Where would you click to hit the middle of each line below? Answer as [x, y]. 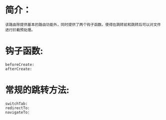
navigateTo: [17, 112]
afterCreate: [19, 69]
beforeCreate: [20, 64]
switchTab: [16, 104]
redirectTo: [17, 108]
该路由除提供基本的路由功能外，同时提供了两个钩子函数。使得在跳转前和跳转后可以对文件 [83, 25]
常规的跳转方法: [37, 90]
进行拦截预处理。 [20, 30]
